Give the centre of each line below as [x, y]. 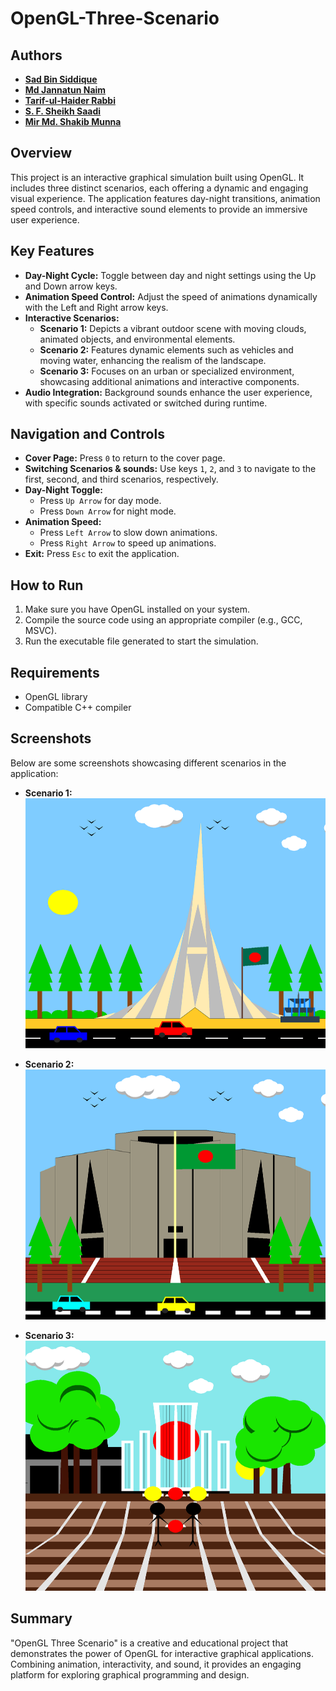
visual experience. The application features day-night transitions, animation [165, 198]
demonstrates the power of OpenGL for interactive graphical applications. [162, 1653]
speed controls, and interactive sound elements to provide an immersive [159, 209]
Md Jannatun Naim [65, 90]
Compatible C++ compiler [78, 708]
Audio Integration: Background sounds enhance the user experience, [168, 392]
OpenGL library [56, 697]
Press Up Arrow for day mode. [100, 501]
